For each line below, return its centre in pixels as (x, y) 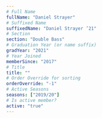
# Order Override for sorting (44, 78)
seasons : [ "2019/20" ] (33, 95)
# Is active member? (32, 100)
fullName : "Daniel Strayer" (41, 17)
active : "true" (25, 106)
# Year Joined (24, 56)
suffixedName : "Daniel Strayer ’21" (51, 28)
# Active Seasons (28, 89)
